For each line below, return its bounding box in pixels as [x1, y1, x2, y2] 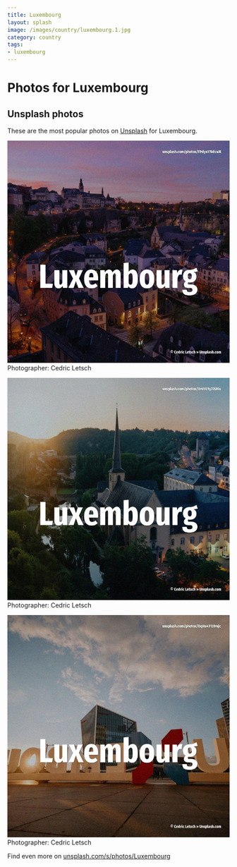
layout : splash [7, 18, 52, 26]
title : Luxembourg [7, 11, 61, 18]
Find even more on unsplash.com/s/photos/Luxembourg [7, 852, 171, 860]
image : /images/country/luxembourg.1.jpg [7, 26, 131, 33]
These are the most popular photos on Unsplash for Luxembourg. [7, 127, 197, 135]
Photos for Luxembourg [7, 80, 149, 96]
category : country [7, 34, 61, 41]
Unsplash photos [7, 108, 84, 120]
